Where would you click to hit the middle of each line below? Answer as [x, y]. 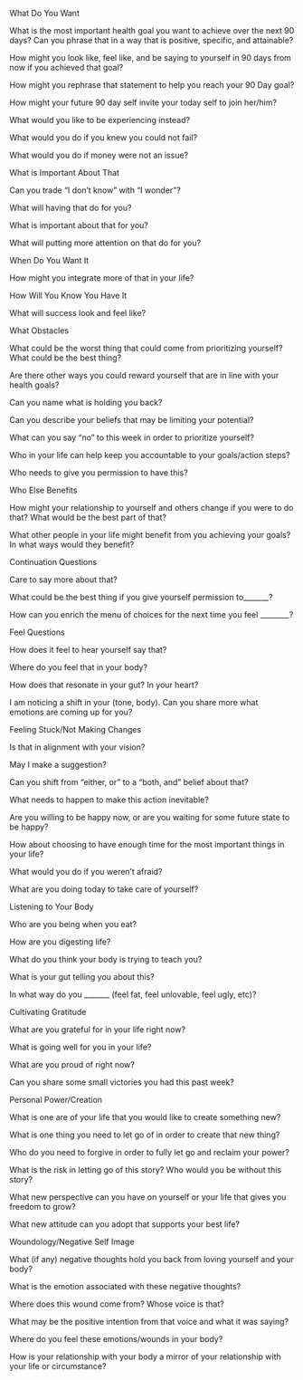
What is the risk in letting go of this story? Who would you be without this [146, 1170]
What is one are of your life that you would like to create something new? [145, 1117]
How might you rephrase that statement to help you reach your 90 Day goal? [152, 85]
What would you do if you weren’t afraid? [86, 872]
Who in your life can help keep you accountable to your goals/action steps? [150, 455]
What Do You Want [44, 13]
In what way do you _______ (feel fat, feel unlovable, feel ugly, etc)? [133, 994]
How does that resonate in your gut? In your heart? [104, 685]
